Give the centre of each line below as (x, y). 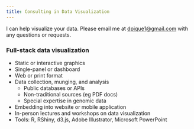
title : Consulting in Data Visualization (58, 12)
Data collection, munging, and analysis (62, 82)
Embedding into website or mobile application (70, 107)
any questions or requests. (39, 35)
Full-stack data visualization (48, 50)
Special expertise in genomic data (65, 101)
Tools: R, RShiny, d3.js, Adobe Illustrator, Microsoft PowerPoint (91, 120)
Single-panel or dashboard (47, 69)
